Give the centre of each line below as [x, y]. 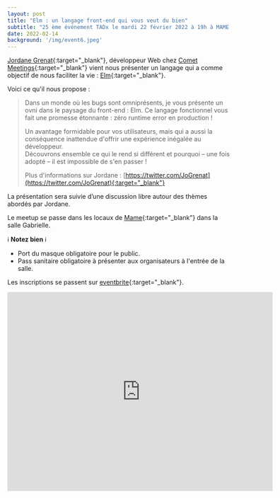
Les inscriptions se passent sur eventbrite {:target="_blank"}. [95, 282]
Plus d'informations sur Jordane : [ [75, 175]
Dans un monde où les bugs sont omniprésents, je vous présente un [124, 103]
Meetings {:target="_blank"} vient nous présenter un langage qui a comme [115, 68]
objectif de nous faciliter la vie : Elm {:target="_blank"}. [87, 76]
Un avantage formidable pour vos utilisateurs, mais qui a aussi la [118, 132]
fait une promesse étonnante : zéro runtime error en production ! [119, 118]
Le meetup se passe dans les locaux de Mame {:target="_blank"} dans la [113, 218]
